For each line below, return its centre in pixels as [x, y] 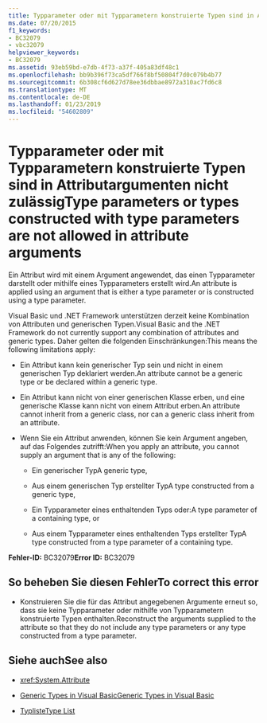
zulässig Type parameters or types [124, 202]
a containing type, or [66, 518]
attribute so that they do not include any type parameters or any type [133, 627]
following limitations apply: [52, 349]
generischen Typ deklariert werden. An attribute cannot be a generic [131, 373]
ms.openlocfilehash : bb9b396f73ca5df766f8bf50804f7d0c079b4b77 [115, 75]
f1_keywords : [30, 30]
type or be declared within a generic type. [88, 381]
